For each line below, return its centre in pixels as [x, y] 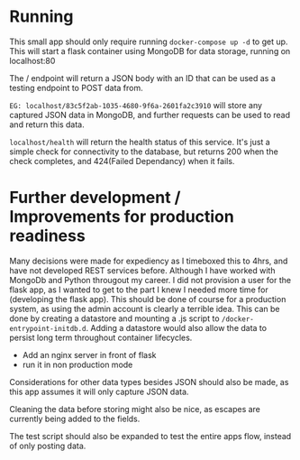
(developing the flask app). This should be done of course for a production [148, 299]
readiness [47, 236]
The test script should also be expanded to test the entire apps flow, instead [150, 436]
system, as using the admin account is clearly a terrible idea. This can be [145, 308]
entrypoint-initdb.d [48, 328]
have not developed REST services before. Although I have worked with [142, 270]
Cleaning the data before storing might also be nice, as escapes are [135, 409]
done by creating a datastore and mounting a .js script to [114, 318]
